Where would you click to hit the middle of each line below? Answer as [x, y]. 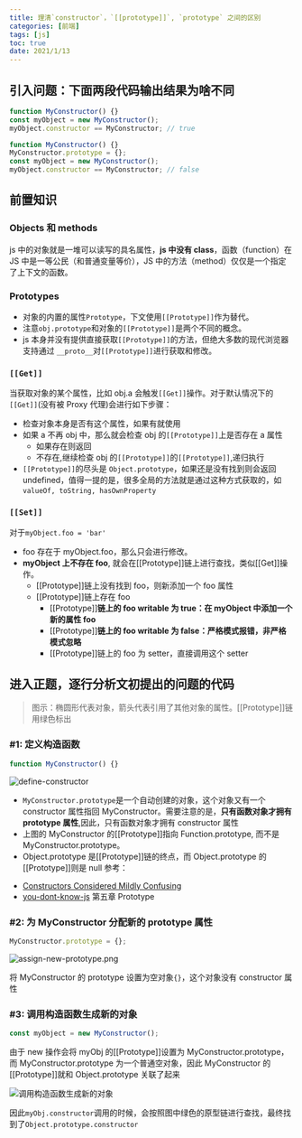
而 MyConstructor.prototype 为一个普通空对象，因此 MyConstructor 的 [140, 1063]
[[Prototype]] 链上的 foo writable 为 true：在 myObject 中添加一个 [171, 608]
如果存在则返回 [64, 446]
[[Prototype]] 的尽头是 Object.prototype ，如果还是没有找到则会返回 [149, 469]
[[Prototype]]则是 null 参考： [75, 867]
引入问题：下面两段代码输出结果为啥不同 [122, 90]
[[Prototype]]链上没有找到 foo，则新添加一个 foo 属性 [135, 585]
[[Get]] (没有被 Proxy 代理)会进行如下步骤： [91, 405]
